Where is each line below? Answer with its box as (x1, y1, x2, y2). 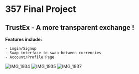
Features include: (5, 36, 42, 42)
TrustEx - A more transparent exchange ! (5, 23, 135, 32)
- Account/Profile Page (5, 55, 55, 60)
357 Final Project (5, 3, 76, 15)
